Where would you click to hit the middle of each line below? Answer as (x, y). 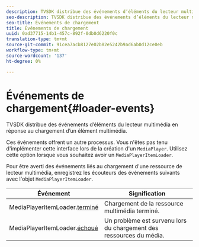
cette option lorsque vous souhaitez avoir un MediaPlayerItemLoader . (90, 155)
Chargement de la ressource (144, 204)
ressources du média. (134, 236)
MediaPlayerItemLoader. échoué (54, 228)
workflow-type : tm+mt (33, 50)
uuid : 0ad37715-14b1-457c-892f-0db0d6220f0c (62, 34)
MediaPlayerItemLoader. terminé (54, 207)
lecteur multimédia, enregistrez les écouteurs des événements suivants (93, 173)
